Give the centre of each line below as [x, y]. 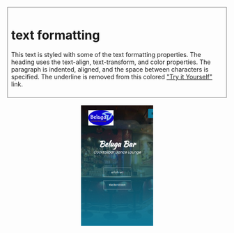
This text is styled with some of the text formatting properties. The [107, 54]
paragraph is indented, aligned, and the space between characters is [110, 69]
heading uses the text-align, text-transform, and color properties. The [111, 62]
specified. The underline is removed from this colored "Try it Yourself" [112, 77]
